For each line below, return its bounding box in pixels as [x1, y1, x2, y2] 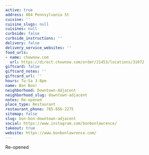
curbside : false [5, 31, 40, 36]
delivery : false [5, 41, 40, 46]
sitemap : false [5, 111, 38, 117]
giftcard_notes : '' [5, 69, 47, 74]
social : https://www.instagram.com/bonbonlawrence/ [5, 120, 117, 126]
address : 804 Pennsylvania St [5, 12, 70, 17]
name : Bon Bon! [5, 83, 38, 88]
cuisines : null [5, 26, 38, 32]
